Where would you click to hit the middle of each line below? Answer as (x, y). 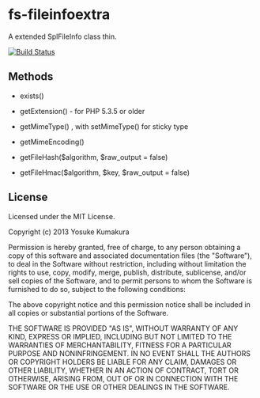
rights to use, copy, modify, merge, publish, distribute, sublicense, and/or (127, 272)
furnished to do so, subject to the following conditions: (97, 289)
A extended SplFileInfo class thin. (62, 36)
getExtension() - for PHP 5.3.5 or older (82, 111)
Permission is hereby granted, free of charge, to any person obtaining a (124, 247)
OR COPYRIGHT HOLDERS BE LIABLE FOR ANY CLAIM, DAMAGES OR (122, 362)
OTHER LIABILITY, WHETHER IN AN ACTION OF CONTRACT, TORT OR (123, 370)
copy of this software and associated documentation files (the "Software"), (130, 256)
